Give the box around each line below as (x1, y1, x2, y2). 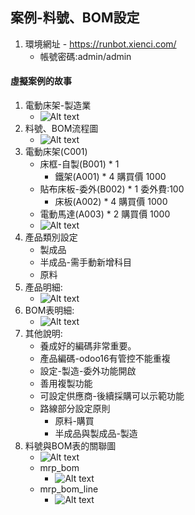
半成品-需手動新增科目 (39, 256, 133, 268)
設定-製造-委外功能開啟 (39, 365, 137, 377)
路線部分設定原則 (39, 403, 111, 415)
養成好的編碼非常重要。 (39, 340, 137, 352)
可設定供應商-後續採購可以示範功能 (39, 390, 185, 402)
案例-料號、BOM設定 (10, 9, 140, 27)
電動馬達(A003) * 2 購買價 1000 (39, 208, 171, 220)
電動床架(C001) (24, 146, 88, 158)
